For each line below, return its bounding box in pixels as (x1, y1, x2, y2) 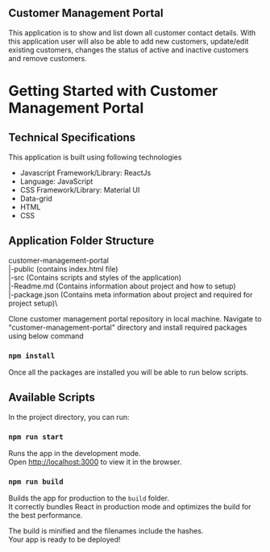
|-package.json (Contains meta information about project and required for (8, 289, 253, 299)
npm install (8, 351, 56, 360)
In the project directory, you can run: (8, 412, 130, 421)
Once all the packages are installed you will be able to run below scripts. (8, 367, 248, 377)
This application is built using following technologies (8, 152, 182, 162)
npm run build (8, 477, 64, 486)
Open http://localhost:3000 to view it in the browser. (8, 457, 182, 467)
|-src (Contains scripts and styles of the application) (8, 272, 182, 282)
